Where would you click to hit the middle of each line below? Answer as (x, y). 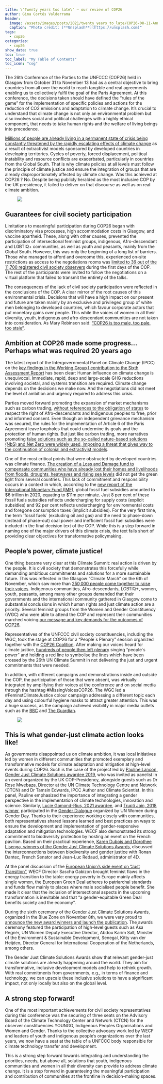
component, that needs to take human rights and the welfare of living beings (81, 124)
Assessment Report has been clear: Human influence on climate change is (79, 373)
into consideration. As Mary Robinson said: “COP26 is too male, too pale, (78, 323)
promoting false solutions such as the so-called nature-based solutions (76, 439)
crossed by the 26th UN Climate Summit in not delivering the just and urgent (81, 660)
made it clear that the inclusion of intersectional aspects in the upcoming (78, 892)
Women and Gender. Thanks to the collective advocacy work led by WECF (79, 1031)
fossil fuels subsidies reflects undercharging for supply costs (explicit (74, 500)
